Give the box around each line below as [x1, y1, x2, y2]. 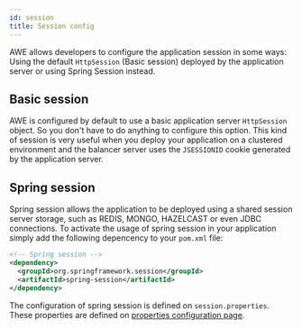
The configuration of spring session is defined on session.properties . [9, 299, 270, 311]
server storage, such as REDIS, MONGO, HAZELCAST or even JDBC [9, 214, 262, 224]
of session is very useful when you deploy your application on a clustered [9, 134, 283, 145]
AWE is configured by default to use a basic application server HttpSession [9, 115, 288, 126]
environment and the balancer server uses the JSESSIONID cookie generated [9, 144, 291, 155]
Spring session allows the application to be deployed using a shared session [9, 204, 293, 215]
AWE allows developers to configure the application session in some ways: [9, 46, 287, 57]
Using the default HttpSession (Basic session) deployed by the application [9, 56, 284, 67]
